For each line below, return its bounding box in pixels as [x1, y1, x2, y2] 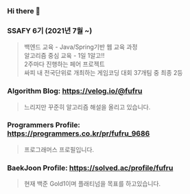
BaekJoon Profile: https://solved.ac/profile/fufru [7, 163, 174, 173]
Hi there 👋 [7, 6, 41, 16]
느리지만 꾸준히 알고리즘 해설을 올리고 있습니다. [23, 103, 151, 111]
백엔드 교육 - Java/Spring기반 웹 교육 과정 [23, 43, 138, 51]
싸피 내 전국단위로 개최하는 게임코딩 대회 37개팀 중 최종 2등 [23, 69, 183, 77]
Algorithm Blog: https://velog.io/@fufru [7, 86, 143, 96]
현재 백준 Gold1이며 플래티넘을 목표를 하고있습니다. [23, 180, 161, 188]
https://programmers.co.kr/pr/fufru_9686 [7, 129, 150, 138]
